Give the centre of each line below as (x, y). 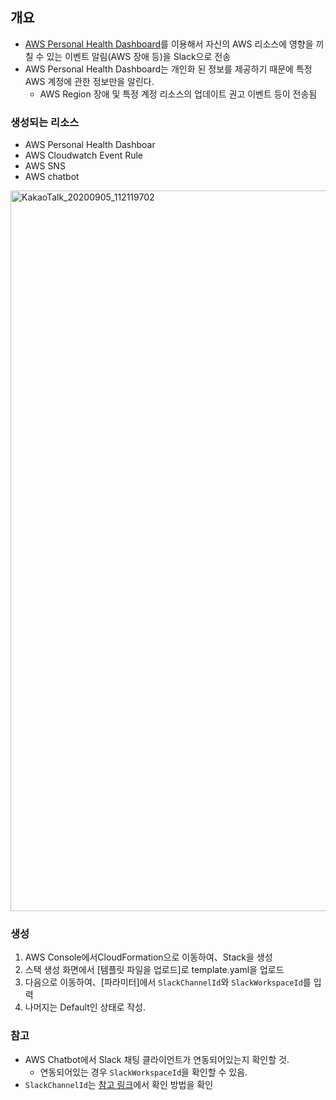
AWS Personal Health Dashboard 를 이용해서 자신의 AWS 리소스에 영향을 (169, 44)
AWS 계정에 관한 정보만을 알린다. (89, 81)
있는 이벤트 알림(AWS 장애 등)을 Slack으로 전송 (139, 56)
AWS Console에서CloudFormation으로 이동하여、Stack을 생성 (148, 957)
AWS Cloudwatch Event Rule (84, 155)
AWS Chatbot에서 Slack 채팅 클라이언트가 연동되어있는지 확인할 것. (157, 1059)
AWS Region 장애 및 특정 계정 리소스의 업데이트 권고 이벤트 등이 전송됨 (178, 94)
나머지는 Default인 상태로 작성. (85, 1007)
